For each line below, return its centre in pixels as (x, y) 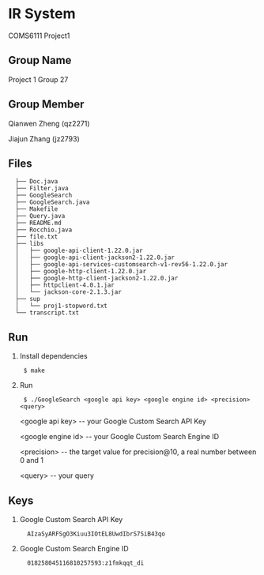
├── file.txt (37, 237)
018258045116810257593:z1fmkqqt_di (86, 563)
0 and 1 (31, 460)
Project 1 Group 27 (38, 79)
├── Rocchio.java (44, 230)
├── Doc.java (37, 182)
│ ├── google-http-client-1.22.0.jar (81, 272)
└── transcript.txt (47, 313)
